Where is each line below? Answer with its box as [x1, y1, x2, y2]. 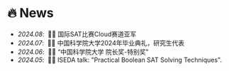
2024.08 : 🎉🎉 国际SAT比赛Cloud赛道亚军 [17, 30, 137, 38]
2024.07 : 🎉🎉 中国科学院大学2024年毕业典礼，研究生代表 [17, 38, 185, 47]
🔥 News [7, 5, 55, 21]
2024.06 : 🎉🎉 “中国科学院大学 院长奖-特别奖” [17, 48, 149, 56]
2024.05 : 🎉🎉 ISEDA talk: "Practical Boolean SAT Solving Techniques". [17, 55, 222, 64]
